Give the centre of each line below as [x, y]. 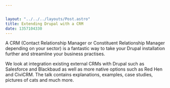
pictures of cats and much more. [40, 80]
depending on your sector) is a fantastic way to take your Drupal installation [85, 49]
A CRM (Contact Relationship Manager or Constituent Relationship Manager [85, 43]
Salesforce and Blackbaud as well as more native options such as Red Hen [84, 69]
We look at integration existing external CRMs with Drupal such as [75, 64]
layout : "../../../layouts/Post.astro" [48, 19]
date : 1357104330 [24, 29]
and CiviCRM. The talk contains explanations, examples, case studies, [79, 75]
